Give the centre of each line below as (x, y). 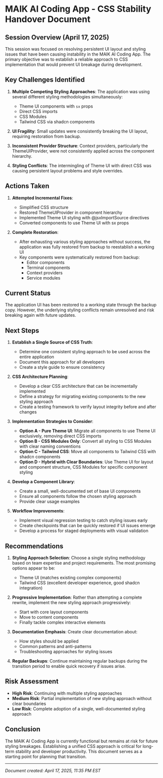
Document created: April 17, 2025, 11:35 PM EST (53, 770)
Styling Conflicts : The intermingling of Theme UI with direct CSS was (82, 165)
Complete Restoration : (35, 232)
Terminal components (48, 267)
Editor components (45, 262)
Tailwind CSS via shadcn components (57, 122)
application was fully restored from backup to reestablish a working (87, 247)
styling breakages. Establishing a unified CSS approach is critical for (73, 746)
